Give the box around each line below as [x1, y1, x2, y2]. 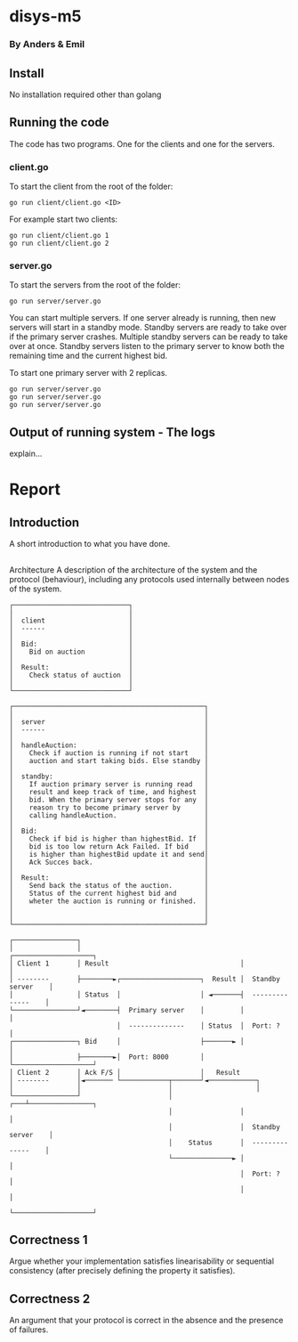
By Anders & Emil [9, 38, 85, 51]
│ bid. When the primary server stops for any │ [9, 795, 209, 804]
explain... [9, 448, 43, 460]
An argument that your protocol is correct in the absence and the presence [9, 1315, 284, 1326]
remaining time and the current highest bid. [9, 350, 168, 362]
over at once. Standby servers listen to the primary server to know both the [9, 341, 285, 352]
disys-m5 [9, 6, 82, 27]
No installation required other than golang [9, 89, 162, 100]
